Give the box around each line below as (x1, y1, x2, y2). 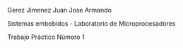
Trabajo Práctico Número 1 (7, 33, 85, 41)
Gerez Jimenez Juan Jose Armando (7, 6, 112, 14)
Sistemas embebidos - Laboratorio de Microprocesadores (7, 19, 176, 27)
